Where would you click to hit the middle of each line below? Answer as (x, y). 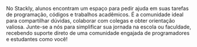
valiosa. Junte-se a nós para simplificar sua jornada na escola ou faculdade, (99, 27)
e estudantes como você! (37, 39)
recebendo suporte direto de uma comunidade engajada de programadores (98, 33)
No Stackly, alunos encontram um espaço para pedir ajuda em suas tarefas (97, 8)
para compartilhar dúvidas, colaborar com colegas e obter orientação (91, 21)
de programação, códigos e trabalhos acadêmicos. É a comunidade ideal (95, 15)
